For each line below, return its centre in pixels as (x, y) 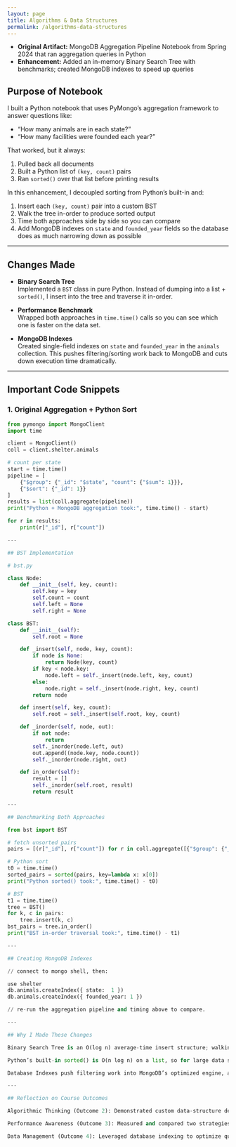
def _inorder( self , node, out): (67, 727)
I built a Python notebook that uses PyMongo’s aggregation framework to (113, 108)
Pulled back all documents (56, 164)
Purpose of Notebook (55, 91)
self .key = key (55, 591)
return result (53, 792)
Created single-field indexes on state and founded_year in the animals (118, 346)
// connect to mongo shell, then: (58, 971)
